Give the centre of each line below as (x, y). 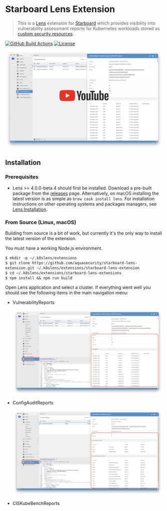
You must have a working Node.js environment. (54, 248)
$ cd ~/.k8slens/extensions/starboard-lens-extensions (63, 273)
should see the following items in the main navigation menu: (67, 292)
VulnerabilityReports (33, 302)
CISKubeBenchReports (36, 503)
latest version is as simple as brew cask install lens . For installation (83, 199)
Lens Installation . (30, 209)
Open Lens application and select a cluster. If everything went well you (78, 287)
